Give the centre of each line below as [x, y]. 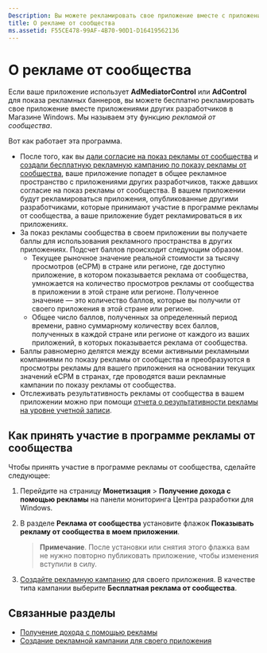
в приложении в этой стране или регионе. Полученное [125, 292]
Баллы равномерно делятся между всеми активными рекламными [134, 351]
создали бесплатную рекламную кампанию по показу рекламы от [133, 165]
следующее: [29, 475]
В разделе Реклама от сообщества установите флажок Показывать [137, 523]
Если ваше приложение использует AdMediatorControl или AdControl [128, 92]
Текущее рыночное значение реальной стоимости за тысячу [135, 258]
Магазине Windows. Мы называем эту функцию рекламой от [112, 117]
